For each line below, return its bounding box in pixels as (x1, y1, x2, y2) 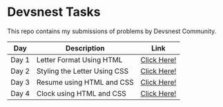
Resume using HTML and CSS (36, 77, 135, 87)
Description (65, 43, 105, 52)
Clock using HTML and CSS (36, 88, 126, 98)
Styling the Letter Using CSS (36, 66, 129, 76)
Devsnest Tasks (7, 4, 101, 20)
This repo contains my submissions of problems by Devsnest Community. (7, 27, 217, 35)
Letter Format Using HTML (36, 55, 123, 64)
